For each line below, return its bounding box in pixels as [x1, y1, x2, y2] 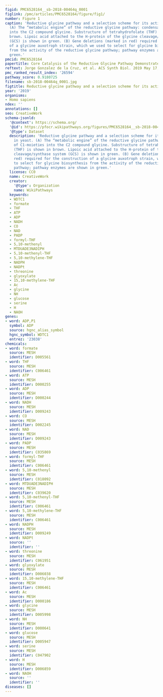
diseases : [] [5, 684, 32, 690]
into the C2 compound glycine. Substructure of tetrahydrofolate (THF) [9, 30, 158, 34]
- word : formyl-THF [5, 454, 45, 459]
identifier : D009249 [9, 531, 51, 536]
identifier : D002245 [9, 423, 51, 427]
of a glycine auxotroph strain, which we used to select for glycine [9, 43, 153, 48]
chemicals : [5, 341, 27, 346]
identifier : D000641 [9, 626, 51, 630]
